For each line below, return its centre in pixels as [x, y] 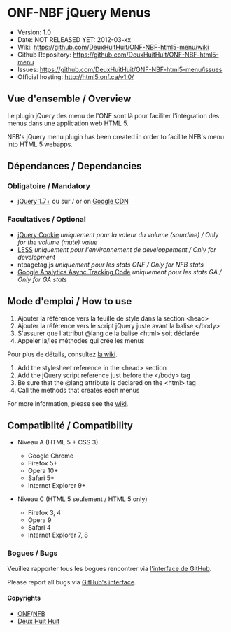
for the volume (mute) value [57, 242]
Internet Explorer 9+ [57, 486]
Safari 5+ [41, 478]
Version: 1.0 [34, 32]
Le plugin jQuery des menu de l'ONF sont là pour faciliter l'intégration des [113, 115]
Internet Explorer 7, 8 [58, 535]
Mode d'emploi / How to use [70, 301]
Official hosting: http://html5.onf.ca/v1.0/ [76, 77]
